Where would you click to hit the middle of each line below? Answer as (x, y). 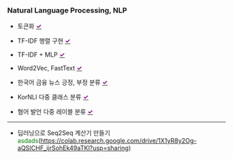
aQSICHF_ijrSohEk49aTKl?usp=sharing (73, 148)
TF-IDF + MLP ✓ (41, 55)
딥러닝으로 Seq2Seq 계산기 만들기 (64, 133)
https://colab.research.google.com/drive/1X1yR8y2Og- (119, 141)
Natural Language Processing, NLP (67, 10)
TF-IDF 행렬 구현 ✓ (44, 41)
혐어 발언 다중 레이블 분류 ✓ (55, 112)
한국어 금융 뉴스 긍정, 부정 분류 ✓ (62, 82)
